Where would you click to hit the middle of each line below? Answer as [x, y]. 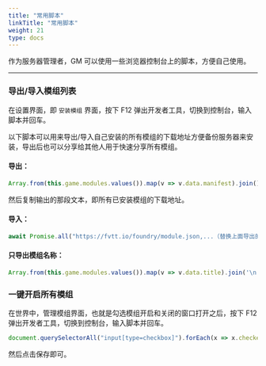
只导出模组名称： [36, 255]
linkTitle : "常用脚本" [43, 23]
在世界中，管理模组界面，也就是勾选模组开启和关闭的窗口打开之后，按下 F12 [133, 313]
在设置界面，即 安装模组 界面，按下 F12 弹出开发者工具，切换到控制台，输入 [130, 110]
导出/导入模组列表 [42, 91]
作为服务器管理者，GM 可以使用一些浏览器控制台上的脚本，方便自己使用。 [129, 61]
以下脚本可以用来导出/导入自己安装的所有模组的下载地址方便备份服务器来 [127, 136]
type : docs [26, 38]
